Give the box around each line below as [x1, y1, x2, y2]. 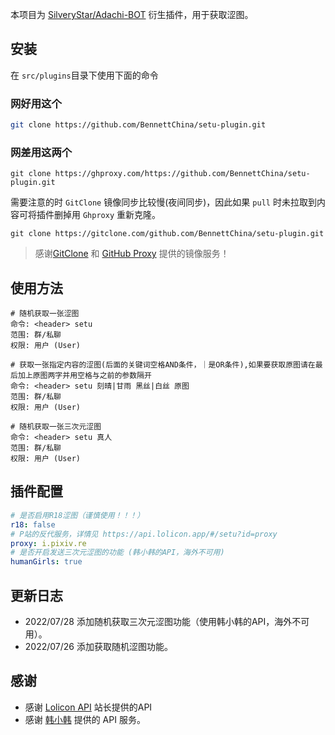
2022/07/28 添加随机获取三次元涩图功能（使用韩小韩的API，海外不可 [24, 615, 310, 627]
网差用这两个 [10, 145, 73, 159]
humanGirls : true [10, 557, 83, 567]
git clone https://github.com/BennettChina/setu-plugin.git [10, 120, 267, 130]
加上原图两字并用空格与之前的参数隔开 [17, 371, 152, 381]
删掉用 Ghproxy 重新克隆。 [53, 209, 161, 221]
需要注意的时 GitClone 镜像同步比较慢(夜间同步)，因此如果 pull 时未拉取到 [10, 196, 317, 208]
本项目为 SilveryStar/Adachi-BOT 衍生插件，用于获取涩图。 [10, 9, 254, 20]
